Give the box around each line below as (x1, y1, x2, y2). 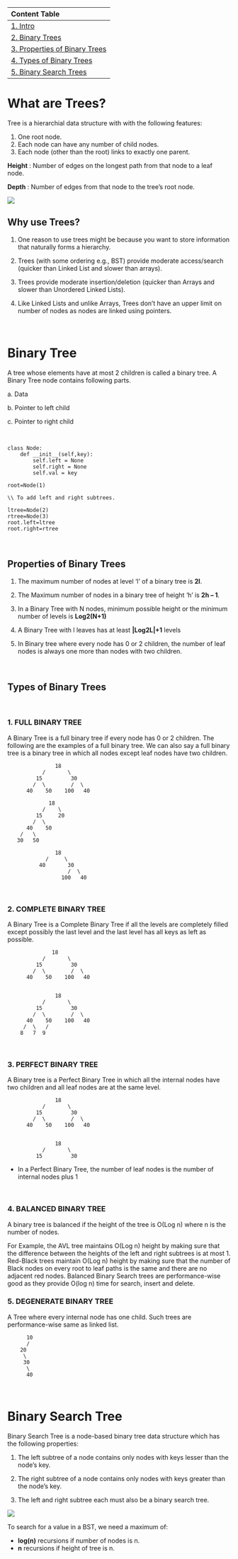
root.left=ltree (7, 518, 55, 526)
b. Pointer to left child (7, 403, 70, 412)
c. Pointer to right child (7, 417, 74, 426)
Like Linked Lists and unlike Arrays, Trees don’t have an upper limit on (17, 299, 222, 307)
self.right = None (33, 463, 87, 470)
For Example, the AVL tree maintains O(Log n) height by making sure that (7, 1241, 220, 1249)
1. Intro (11, 21, 35, 30)
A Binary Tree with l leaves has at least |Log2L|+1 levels (17, 625, 181, 634)
